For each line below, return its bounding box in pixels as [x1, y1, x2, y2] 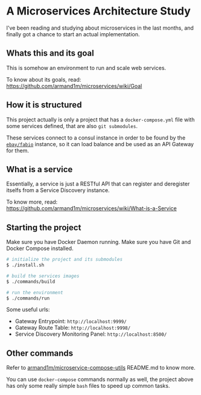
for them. [6, 147, 29, 154]
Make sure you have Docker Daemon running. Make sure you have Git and [6, 239, 191, 246]
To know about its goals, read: [6, 75, 81, 83]
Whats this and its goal [6, 48, 95, 59]
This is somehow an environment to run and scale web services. [6, 64, 167, 71]
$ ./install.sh [6, 262, 45, 268]
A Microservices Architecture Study [6, 4, 191, 18]
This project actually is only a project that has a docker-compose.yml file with [6, 116, 195, 123]
